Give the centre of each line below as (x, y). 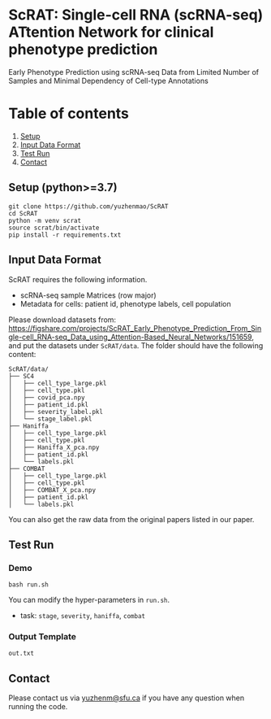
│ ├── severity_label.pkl (56, 412)
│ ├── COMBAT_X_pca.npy (52, 490)
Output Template (43, 637)
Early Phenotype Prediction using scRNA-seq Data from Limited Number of (134, 72)
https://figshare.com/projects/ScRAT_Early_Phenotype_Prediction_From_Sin (135, 328)
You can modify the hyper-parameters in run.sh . (89, 600)
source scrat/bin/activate (54, 228)
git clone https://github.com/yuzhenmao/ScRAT (88, 206)
